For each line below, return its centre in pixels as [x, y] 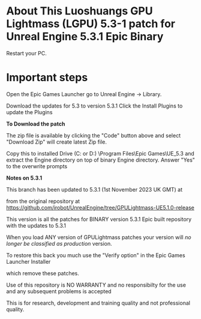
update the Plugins [29, 112]
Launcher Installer [28, 261]
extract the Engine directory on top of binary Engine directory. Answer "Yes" [100, 160]
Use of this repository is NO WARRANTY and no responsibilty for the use [96, 285]
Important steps [47, 78]
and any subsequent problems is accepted [59, 291]
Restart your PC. [26, 53]
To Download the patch [36, 124]
